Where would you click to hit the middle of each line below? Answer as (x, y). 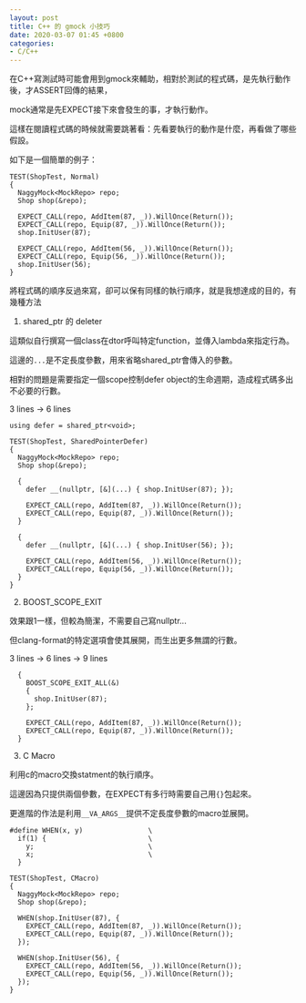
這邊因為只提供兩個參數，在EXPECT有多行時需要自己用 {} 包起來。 (133, 794)
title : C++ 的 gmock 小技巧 (60, 26)
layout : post (34, 18)
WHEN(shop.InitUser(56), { (69, 958)
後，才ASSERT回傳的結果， (61, 90)
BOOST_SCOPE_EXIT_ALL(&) (73, 683)
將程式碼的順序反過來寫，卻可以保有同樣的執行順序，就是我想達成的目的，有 (153, 291)
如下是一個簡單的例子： (53, 159)
